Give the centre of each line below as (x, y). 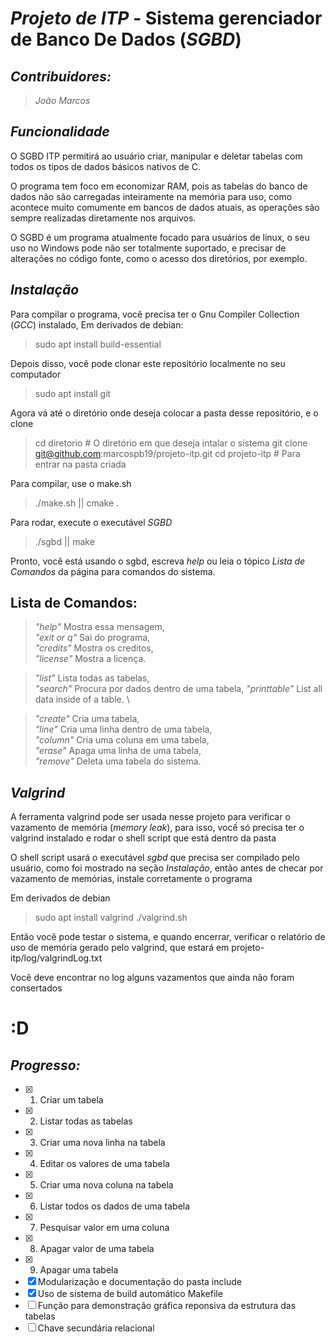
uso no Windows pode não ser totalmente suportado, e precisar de (148, 248)
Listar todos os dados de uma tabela (115, 1206)
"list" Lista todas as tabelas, (92, 678)
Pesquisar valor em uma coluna (104, 1228)
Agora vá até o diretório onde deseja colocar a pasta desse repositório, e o (164, 413)
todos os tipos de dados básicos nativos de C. (105, 166)
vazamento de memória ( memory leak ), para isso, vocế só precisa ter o (157, 828)
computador (36, 374)
